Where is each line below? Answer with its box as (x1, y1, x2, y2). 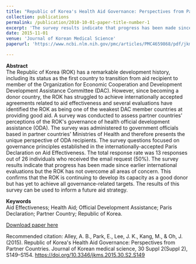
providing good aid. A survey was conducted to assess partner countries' (6, 112, 183, 119)
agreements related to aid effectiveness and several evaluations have (6, 99, 173, 106)
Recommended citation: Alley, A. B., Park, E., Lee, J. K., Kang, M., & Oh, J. (6, 232, 183, 239)
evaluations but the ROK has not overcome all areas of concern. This (6, 168, 171, 175)
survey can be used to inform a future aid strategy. (6, 186, 128, 193)
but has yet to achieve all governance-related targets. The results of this (6, 180, 180, 187)
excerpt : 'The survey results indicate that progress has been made (6, 25, 176, 31)
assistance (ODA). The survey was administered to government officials (6, 124, 179, 131)
